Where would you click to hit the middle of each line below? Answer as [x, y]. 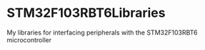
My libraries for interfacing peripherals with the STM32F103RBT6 [102, 32]
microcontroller [29, 39]
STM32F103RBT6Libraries [86, 13]
